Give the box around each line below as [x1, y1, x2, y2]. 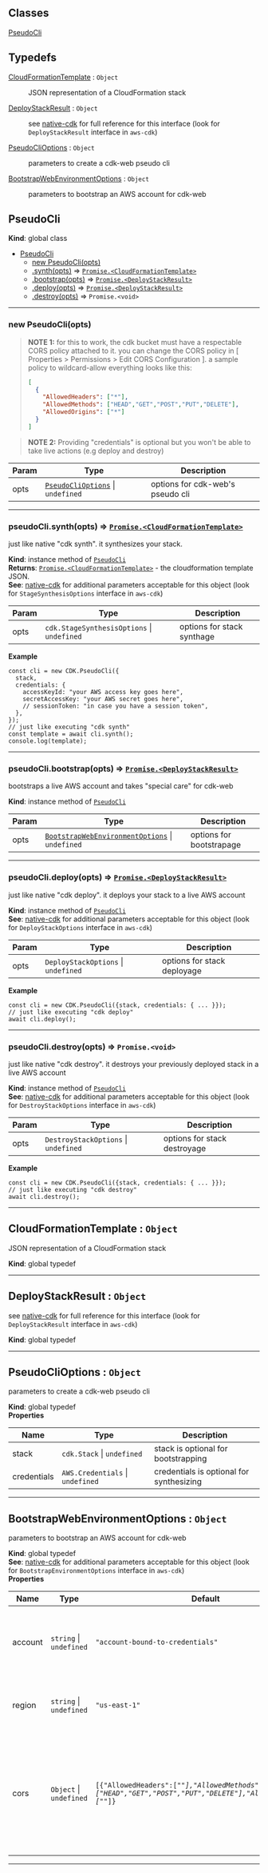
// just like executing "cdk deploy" [8, 1008, 134, 1016]
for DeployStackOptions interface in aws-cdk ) [8, 922, 153, 932]
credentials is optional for [154, 1466, 250, 1478]
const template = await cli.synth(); [8, 730, 134, 739]
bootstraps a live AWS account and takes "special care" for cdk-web [8, 781, 234, 791]
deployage [162, 965, 202, 976]
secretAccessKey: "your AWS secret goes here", [22, 696, 183, 704]
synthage [179, 632, 215, 643]
